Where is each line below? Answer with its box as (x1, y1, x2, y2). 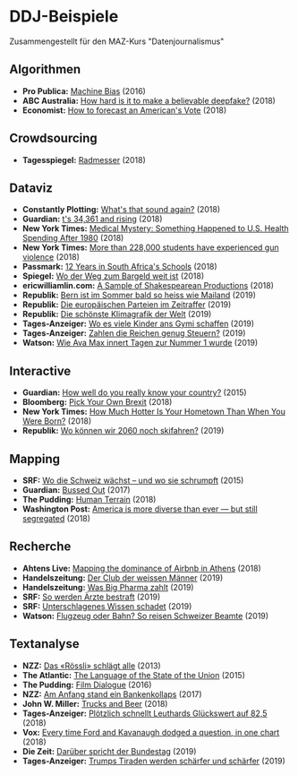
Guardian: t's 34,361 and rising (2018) (21, 213, 163, 225)
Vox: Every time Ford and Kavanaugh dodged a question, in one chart (21, 727, 280, 737)
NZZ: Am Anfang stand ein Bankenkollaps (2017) (21, 688, 203, 700)
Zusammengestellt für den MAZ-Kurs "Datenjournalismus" (9, 36, 225, 47)
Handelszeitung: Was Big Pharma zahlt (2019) (21, 581, 194, 592)
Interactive (9, 363, 72, 378)
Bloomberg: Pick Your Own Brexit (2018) (21, 397, 173, 408)
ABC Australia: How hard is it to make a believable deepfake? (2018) (21, 95, 276, 106)
